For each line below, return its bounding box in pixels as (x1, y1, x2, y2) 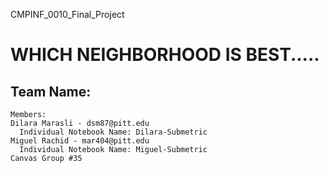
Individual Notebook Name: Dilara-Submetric (19, 127, 208, 137)
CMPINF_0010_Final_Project (10, 9, 125, 20)
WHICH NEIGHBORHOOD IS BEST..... (10, 44, 320, 66)
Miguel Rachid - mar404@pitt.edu (10, 136, 150, 146)
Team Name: (10, 83, 92, 100)
